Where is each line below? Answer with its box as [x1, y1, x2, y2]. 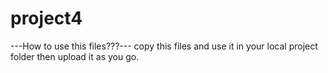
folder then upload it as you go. [10, 50, 140, 62]
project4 [10, 7, 83, 30]
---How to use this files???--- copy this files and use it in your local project [10, 40, 318, 52]
